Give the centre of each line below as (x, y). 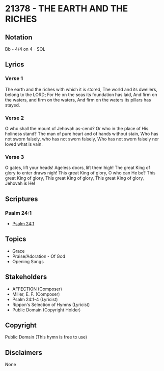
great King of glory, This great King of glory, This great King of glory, (75, 178)
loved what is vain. (24, 144)
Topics (16, 239)
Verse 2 (14, 118)
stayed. (13, 105)
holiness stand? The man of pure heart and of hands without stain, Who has (82, 134)
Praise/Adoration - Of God (39, 256)
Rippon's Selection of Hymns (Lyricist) (51, 304)
